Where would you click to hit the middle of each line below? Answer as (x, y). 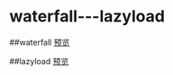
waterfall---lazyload (87, 17)
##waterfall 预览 (40, 42)
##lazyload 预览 (39, 61)
